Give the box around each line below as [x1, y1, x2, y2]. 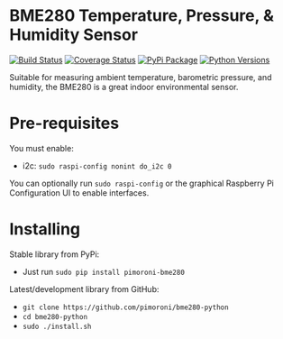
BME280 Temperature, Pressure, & [9, 5, 275, 26]
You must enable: [9, 142, 74, 153]
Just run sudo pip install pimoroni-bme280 [22, 266, 185, 277]
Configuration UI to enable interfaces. [9, 187, 150, 198]
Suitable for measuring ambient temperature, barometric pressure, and [9, 71, 272, 82]
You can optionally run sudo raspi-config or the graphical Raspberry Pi [9, 178, 275, 188]
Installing [9, 219, 81, 240]
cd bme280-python [22, 312, 88, 321]
